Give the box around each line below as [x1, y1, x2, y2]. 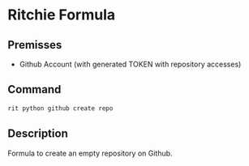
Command [7, 83, 62, 96]
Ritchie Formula [7, 6, 115, 24]
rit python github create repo [7, 104, 114, 113]
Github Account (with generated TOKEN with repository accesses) [19, 59, 242, 69]
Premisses [7, 38, 62, 52]
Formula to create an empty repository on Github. [7, 148, 173, 158]
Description [7, 127, 68, 141]
